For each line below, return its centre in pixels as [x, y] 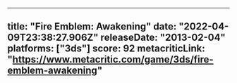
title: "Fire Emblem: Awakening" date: [92, 26]
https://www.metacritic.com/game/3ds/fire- [113, 59]
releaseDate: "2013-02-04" [163, 38]
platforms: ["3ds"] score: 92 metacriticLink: [107, 49]
